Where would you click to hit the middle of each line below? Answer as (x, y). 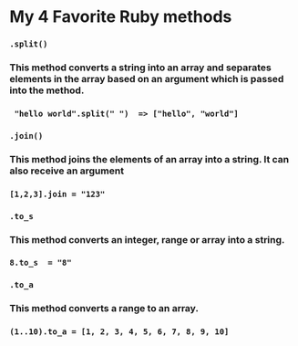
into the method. (47, 90)
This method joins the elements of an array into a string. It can (149, 159)
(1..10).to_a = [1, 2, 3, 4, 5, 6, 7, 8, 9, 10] (119, 332)
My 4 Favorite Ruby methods (121, 17)
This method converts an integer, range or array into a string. (147, 239)
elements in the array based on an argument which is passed (147, 79)
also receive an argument (67, 171)
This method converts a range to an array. (104, 309)
